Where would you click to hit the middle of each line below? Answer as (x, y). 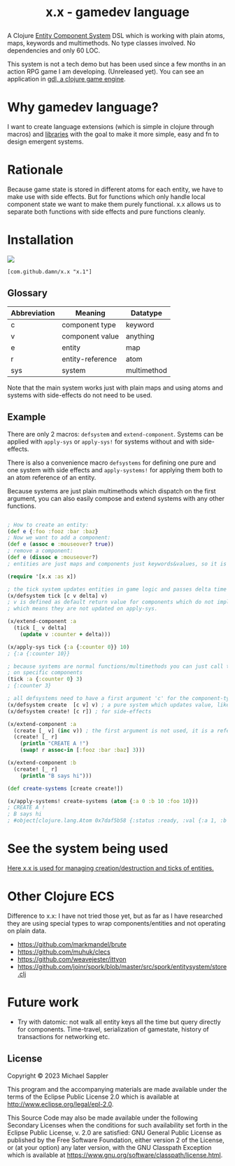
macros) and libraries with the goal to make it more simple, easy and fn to (113, 135)
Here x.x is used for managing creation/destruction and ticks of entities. (111, 868)
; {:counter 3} (29, 686)
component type (89, 324)
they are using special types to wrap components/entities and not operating (116, 923)
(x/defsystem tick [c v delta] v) (58, 596)
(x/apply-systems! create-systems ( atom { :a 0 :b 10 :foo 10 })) (103, 801)
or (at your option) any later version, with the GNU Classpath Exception (109, 1147)
